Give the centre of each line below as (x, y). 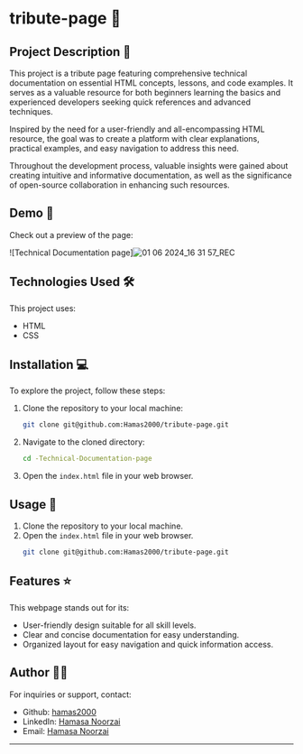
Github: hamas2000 (60, 712)
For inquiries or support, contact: (71, 694)
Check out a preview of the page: (71, 234)
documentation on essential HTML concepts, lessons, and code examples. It (151, 83)
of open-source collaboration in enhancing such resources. (119, 185)
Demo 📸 (32, 213)
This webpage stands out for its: (69, 607)
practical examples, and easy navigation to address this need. (124, 148)
